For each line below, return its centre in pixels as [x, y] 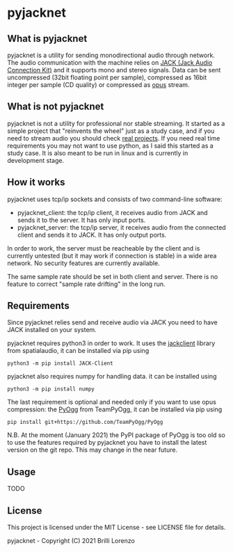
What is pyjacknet [47, 39]
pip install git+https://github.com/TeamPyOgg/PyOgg [85, 423]
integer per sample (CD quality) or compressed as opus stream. [98, 85]
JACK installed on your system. [52, 330]
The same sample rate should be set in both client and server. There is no [113, 276]
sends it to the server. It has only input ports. [81, 220]
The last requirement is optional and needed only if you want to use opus [112, 402]
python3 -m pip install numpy [51, 389]
